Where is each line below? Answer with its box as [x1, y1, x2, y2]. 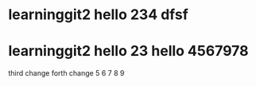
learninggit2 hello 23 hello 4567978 [8, 42, 249, 61]
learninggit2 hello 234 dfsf [8, 6, 188, 24]
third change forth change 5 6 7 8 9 [8, 68, 125, 78]
